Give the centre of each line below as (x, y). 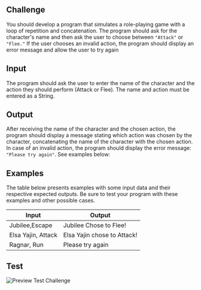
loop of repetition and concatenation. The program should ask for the (92, 31)
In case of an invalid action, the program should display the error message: (99, 148)
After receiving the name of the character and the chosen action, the (91, 129)
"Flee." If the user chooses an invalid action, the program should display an (100, 43)
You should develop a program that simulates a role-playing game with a (96, 24)
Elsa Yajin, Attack (33, 235)
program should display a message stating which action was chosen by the (99, 135)
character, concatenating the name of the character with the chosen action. (100, 142)
